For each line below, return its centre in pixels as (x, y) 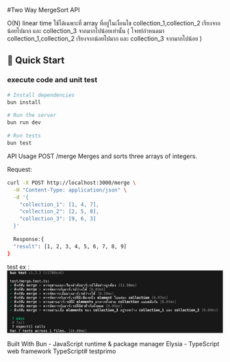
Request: (20, 169)
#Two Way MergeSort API (43, 10)
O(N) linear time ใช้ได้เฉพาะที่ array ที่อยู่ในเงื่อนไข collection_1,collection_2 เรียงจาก (114, 23)
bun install (24, 102)
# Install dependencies (41, 95)
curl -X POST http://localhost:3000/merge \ (72, 183)
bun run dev (24, 122)
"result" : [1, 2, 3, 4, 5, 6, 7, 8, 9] (70, 246)
